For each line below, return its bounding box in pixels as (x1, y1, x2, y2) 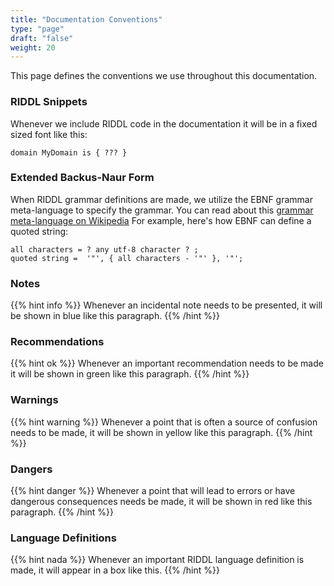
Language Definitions (10, 531, 117, 545)
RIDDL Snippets (10, 95, 88, 109)
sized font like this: (10, 128, 88, 140)
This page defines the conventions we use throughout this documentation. (10, 70, 318, 82)
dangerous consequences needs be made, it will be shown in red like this (10, 496, 313, 508)
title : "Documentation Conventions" (10, 14, 163, 25)
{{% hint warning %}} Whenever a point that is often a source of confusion (10, 416, 318, 428)
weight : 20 (10, 42, 56, 53)
